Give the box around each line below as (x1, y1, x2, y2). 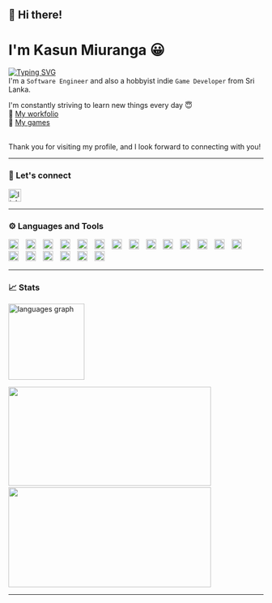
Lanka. (8, 84, 31, 94)
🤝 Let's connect (8, 170, 71, 181)
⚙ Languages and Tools (8, 220, 104, 231)
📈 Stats (8, 282, 40, 293)
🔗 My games (8, 118, 50, 127)
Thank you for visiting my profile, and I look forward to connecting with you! (8, 142, 261, 152)
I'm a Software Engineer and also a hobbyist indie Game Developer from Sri (8, 76, 255, 86)
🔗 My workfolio (8, 109, 59, 118)
